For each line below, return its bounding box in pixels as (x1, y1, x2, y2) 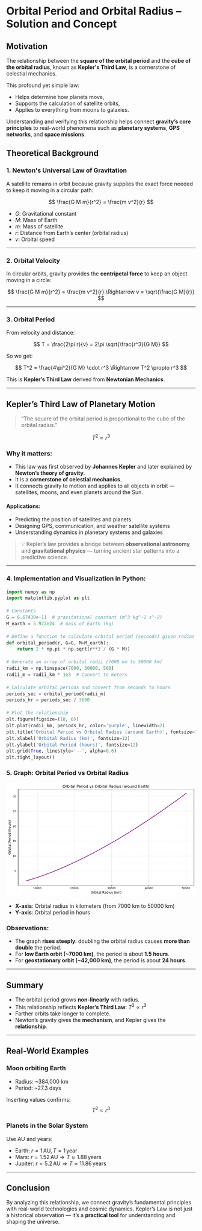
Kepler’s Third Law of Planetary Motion (6, 399, 156, 409)
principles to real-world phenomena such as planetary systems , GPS (6, 124, 180, 131)
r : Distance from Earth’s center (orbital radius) (14, 229, 129, 236)
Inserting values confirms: (6, 1096, 71, 1103)
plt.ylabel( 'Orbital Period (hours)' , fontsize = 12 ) (6, 742, 138, 748)
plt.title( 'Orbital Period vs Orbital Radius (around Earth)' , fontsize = (6, 729, 195, 735)
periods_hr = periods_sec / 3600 (6, 697, 90, 703)
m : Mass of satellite (14, 222, 64, 230)
